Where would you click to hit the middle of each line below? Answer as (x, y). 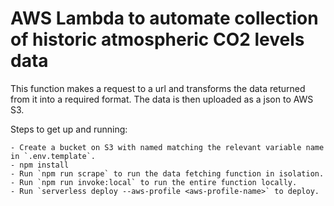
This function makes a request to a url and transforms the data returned (158, 88)
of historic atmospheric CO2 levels (157, 39)
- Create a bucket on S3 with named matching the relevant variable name (167, 147)
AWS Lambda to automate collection (164, 18)
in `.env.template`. (53, 156)
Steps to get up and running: (69, 129)
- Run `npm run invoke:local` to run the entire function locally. (154, 182)
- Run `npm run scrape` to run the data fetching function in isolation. (167, 173)
